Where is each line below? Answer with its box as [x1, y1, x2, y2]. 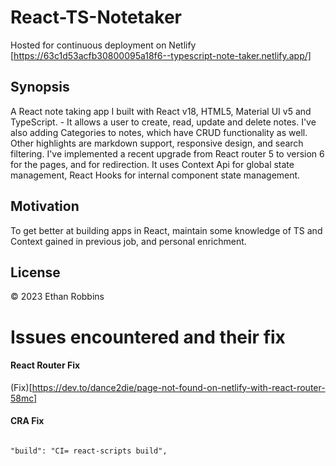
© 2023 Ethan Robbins [10, 291, 105, 303]
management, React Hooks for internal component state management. [10, 169, 301, 181]
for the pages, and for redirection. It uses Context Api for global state [10, 158, 295, 170]
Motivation [10, 198, 80, 215]
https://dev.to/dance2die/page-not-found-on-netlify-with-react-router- [31, 381, 326, 393]
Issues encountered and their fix [10, 326, 286, 348]
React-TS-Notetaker [10, 6, 182, 29]
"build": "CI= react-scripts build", [10, 446, 168, 456]
